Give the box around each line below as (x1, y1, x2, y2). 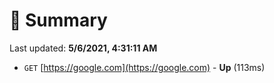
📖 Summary (9, 9, 108, 32)
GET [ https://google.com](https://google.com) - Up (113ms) (23, 61, 266, 73)
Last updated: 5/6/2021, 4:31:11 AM (9, 42, 158, 54)
